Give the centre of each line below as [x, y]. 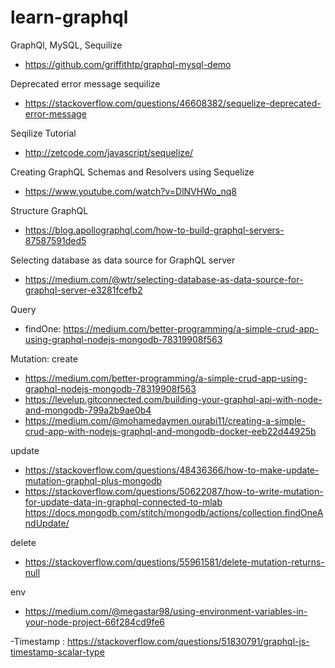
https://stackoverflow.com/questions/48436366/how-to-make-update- [172, 470]
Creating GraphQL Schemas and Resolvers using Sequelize [132, 172]
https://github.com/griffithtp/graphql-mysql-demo [128, 64]
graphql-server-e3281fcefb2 [83, 290]
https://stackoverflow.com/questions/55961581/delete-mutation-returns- [174, 562]
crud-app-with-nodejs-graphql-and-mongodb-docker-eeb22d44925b [170, 431]
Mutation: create [44, 358]
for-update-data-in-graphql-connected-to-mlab [123, 502]
